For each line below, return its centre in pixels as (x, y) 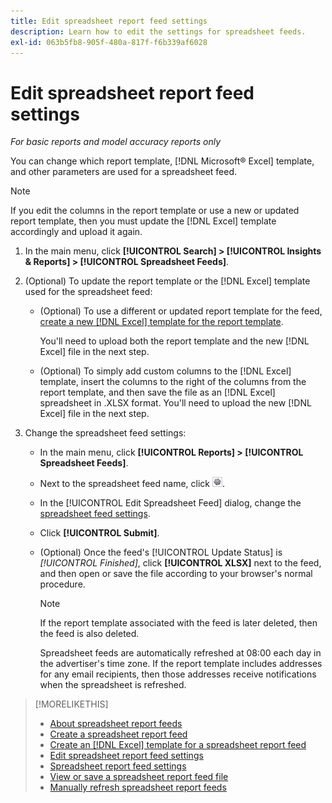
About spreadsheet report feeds (116, 724)
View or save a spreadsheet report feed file (139, 777)
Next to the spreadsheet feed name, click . (132, 484)
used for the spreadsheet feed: (88, 292)
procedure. (62, 584)
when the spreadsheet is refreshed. (113, 685)
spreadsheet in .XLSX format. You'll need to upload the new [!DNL (175, 403)
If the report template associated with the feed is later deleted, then (178, 623)
